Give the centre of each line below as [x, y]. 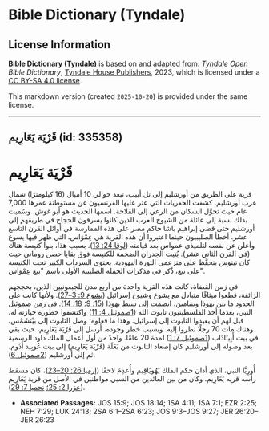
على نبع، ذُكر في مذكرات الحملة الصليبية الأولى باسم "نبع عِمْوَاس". [106, 271]
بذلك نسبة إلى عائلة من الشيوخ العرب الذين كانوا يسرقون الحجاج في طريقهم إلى [128, 220]
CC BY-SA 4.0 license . [45, 81]
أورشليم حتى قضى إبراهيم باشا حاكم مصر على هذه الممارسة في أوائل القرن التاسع [132, 228]
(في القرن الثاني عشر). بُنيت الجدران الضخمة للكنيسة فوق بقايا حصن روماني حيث [129, 254]
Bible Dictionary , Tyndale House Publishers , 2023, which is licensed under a [134, 72]
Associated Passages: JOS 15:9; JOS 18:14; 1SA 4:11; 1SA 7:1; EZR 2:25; [139, 403]
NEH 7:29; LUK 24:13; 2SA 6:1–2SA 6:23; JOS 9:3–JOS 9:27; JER [126, 412]
